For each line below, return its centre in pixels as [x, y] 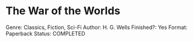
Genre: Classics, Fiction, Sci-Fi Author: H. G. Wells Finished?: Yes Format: [96, 27]
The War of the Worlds [63, 11]
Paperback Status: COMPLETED [45, 33]
